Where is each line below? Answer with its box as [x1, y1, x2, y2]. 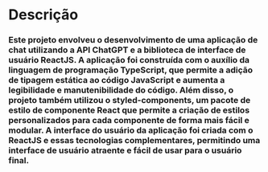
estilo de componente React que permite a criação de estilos [8, 104, 250, 116]
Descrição [8, 6, 79, 24]
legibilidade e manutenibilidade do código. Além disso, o [8, 84, 234, 96]
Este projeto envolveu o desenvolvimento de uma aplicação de [8, 35, 258, 46]
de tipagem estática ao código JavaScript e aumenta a [8, 75, 225, 86]
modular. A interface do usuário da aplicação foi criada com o [8, 125, 254, 136]
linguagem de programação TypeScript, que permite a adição [8, 64, 254, 76]
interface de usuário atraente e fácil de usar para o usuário [8, 145, 242, 156]
